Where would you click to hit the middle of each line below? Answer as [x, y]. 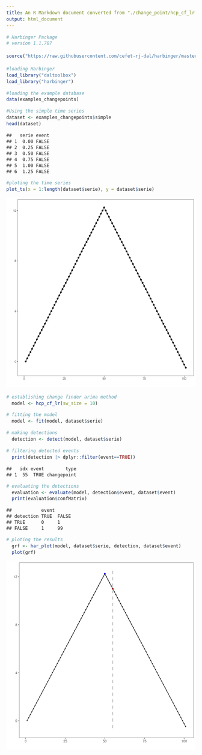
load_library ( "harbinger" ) [40, 81]
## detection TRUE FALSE [38, 517]
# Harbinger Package [32, 37]
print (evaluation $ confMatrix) [49, 499]
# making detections [32, 433]
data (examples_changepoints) [43, 99]
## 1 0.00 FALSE [28, 141]
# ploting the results [35, 540]
